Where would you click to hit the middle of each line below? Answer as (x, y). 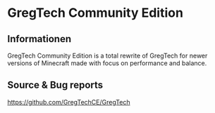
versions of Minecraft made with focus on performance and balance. (107, 63)
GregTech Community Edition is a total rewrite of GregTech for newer (107, 55)
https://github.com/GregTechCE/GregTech (69, 102)
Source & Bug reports (55, 85)
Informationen (39, 39)
